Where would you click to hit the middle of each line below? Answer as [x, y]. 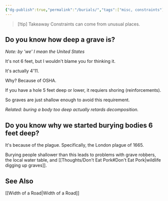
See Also [19, 181]
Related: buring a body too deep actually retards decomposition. [72, 110]
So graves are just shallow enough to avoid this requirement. [67, 100]
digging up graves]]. [26, 166]
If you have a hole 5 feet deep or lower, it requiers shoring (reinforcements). [83, 90]
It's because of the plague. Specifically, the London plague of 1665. [74, 145]
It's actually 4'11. [22, 71]
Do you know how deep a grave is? [60, 40]
